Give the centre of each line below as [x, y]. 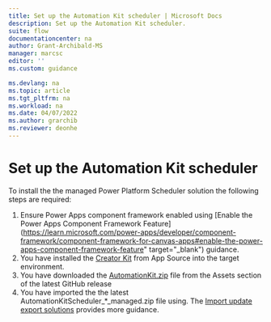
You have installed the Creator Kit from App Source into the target [130, 258]
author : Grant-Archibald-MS [56, 46]
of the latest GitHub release [66, 283]
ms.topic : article [39, 91]
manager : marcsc [36, 53]
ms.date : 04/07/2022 [43, 113]
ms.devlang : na [34, 83]
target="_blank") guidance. [195, 249]
